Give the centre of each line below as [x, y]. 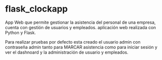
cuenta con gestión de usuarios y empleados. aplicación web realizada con [81, 27]
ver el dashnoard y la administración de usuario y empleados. [67, 52]
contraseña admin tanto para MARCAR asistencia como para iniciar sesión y [81, 47]
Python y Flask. [20, 32]
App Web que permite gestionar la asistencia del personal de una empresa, [80, 22]
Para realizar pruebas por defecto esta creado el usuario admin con [73, 42]
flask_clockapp [36, 9]
